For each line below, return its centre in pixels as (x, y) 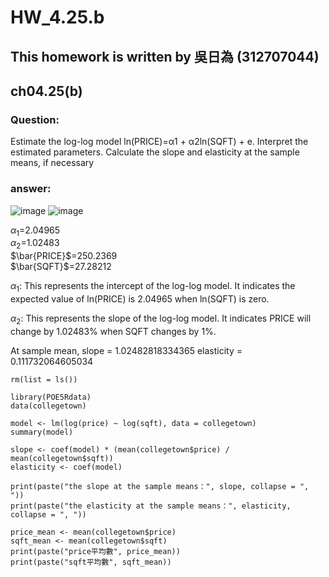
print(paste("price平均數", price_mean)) (95, 551)
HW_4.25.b (57, 17)
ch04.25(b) (46, 91)
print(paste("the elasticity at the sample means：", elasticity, (151, 506)
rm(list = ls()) (44, 379)
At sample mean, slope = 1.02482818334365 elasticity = (126, 350)
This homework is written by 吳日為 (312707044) (165, 56)
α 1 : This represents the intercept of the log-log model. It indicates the (153, 287)
